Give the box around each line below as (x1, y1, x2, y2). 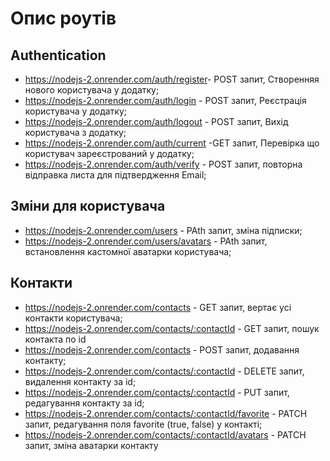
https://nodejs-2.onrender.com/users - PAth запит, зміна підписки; (24, 224, 303, 236)
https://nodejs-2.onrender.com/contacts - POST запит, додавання (24, 343, 300, 356)
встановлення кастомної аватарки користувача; (24, 245, 232, 257)
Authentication (10, 47, 107, 64)
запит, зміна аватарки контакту (24, 439, 159, 451)
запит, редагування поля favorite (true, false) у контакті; (24, 418, 263, 430)
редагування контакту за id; (24, 397, 145, 409)
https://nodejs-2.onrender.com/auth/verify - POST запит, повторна (24, 158, 303, 170)
